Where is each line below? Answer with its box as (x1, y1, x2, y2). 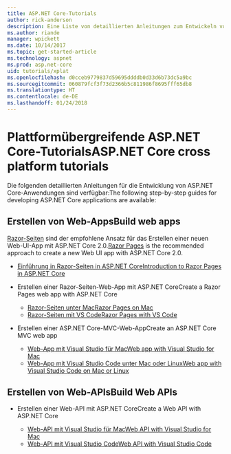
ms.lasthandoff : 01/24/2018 (7, 100, 88, 107)
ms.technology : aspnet (7, 55, 72, 62)
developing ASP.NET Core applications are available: (7, 195, 157, 204)
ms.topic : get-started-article (7, 49, 97, 56)
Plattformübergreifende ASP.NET (7, 129, 201, 145)
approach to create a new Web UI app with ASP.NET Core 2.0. (7, 248, 184, 257)
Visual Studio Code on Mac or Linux (27, 366, 129, 375)
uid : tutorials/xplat (7, 67, 69, 74)
